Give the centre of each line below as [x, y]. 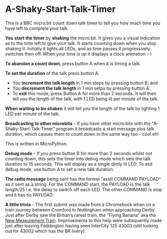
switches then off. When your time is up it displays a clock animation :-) [79, 54]
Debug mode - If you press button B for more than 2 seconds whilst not [79, 153]
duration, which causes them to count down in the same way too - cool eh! [82, 134]
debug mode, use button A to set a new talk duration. [60, 169]
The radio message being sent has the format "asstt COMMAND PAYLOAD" [83, 179]
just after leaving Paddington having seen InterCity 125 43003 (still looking [82, 226]
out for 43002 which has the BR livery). [46, 231]
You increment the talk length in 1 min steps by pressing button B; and [85, 83]
